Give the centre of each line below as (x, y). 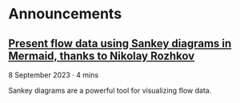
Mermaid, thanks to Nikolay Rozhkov (102, 55)
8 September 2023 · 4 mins (53, 75)
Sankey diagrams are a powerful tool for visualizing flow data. (110, 90)
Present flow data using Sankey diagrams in (120, 44)
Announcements (65, 14)
